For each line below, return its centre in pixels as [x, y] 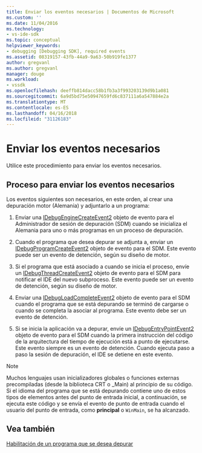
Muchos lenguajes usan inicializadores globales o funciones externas [93, 378]
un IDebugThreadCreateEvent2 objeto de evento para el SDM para [98, 273]
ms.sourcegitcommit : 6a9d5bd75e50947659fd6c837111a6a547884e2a [88, 96]
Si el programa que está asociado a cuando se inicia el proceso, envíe [102, 266]
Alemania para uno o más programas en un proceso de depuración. [99, 230]
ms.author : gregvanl [32, 68]
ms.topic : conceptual [34, 40]
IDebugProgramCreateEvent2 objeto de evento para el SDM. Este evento [106, 248]
